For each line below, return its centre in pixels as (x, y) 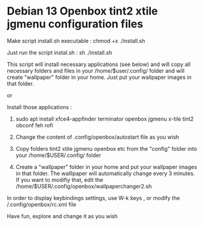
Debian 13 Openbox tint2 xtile (82, 11)
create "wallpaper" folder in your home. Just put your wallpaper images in (99, 77)
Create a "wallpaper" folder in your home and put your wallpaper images (106, 167)
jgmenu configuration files (75, 24)
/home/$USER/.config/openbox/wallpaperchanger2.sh (84, 186)
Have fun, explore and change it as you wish (62, 216)
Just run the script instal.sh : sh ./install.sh (60, 52)
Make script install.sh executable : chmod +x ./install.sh (76, 41)
